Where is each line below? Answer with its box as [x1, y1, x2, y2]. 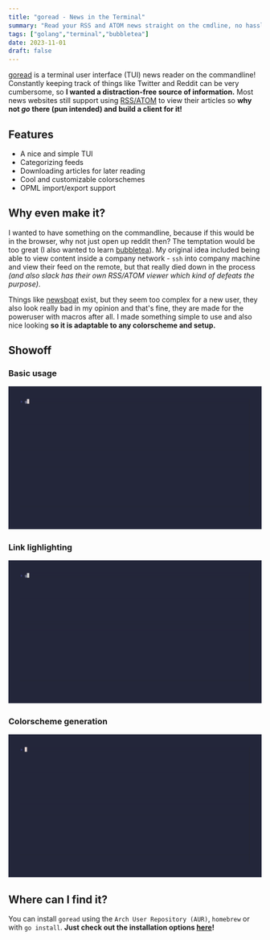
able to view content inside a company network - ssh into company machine [8, 254, 260, 263]
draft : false [8, 47, 52, 56]
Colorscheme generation [8, 715, 108, 727]
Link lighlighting [8, 542, 72, 553]
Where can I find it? [8, 893, 108, 906]
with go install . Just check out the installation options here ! [8, 922, 215, 933]
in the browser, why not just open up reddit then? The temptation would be [8, 236, 256, 245]
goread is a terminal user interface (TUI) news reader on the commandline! [8, 70, 256, 80]
